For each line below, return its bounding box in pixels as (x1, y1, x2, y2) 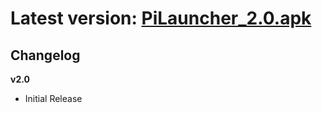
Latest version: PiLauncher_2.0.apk (10, 7, 312, 30)
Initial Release (24, 93, 83, 104)
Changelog (10, 47, 81, 64)
